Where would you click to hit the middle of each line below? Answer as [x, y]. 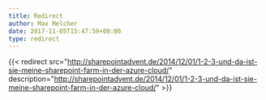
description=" [31, 79]
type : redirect [34, 39]
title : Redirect [36, 16]
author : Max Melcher [43, 24]
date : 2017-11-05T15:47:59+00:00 [65, 31]
